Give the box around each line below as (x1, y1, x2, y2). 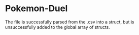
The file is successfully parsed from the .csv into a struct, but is (5, 19, 135, 25)
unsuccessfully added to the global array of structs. (5, 24, 110, 30)
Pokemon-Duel (5, 3, 68, 14)
